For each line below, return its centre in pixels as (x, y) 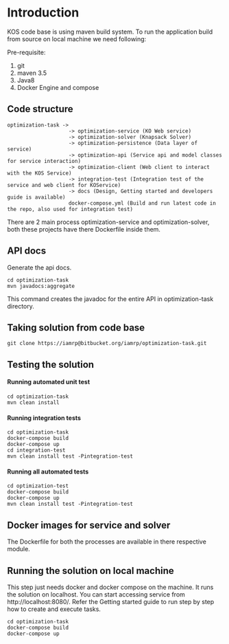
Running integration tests (44, 418)
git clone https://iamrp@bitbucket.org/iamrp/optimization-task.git (107, 344)
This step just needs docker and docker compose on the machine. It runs (110, 587)
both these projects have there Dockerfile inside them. (84, 229)
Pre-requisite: (26, 52)
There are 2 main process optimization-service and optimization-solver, (108, 222)
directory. (21, 306)
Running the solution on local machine (91, 571)
